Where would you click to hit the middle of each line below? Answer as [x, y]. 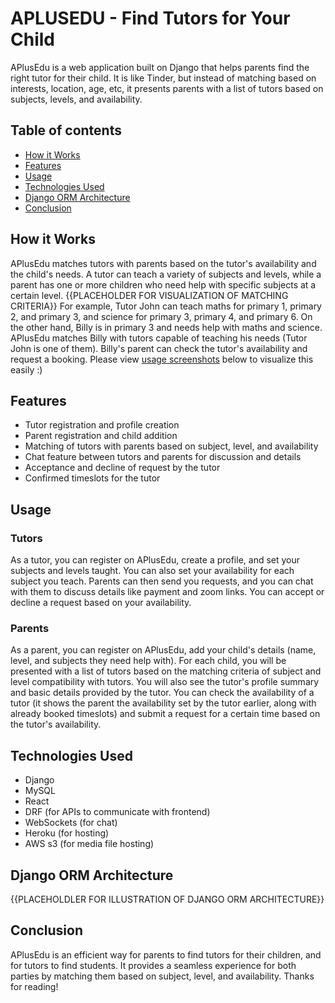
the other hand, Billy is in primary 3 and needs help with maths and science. [166, 327]
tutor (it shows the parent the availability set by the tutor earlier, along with [163, 703]
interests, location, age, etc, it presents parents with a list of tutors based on [167, 88]
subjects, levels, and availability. [76, 99]
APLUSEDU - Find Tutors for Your [150, 18]
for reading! [34, 986]
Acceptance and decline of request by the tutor [122, 468]
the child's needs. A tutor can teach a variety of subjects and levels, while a [166, 274]
